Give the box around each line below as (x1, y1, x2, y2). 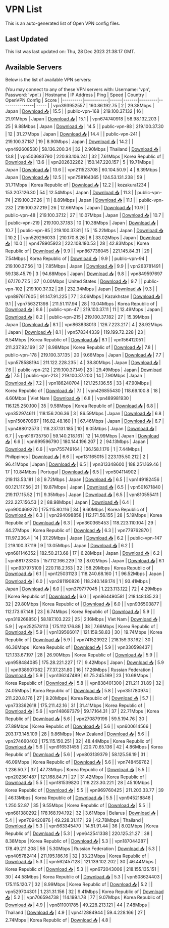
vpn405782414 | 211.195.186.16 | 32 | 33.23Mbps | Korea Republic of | (5, 853, 149, 859)
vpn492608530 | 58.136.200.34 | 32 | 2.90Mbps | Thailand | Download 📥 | (5, 146, 161, 152)
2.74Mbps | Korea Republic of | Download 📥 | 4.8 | (5, 917, 111, 923)
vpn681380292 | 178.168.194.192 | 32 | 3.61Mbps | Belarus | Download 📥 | (5, 810, 158, 816)
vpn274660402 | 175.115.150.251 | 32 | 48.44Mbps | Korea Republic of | (5, 738, 153, 744)
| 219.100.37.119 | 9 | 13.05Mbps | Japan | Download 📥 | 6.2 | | (5, 542, 133, 548)
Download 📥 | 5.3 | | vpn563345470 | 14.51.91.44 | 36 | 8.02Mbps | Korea (5, 823, 159, 829)
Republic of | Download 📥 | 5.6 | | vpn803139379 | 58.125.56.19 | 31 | (5, 751, 148, 757)
